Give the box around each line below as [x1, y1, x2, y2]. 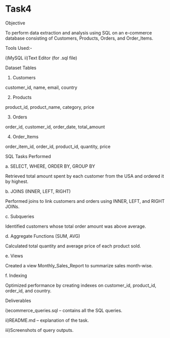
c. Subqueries [5, 213, 34, 219]
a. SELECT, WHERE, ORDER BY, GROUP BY [5, 163, 95, 169]
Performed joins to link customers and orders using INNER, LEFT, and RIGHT [5, 198, 165, 204]
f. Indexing [5, 272, 27, 279]
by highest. [5, 178, 29, 185]
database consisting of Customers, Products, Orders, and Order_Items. [5, 35, 153, 41]
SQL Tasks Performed [5, 153, 51, 159]
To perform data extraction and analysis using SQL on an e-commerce [5, 29, 152, 36]
